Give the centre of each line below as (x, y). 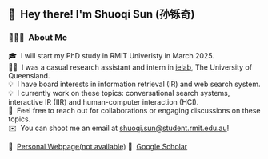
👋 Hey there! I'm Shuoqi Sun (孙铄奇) (102, 14)
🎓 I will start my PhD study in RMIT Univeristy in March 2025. (111, 55)
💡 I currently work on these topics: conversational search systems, (119, 93)
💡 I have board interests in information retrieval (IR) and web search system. (135, 84)
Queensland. (29, 75)
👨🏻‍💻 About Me (38, 38)
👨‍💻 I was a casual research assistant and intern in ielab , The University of (130, 67)
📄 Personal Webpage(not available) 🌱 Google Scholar (98, 146)
